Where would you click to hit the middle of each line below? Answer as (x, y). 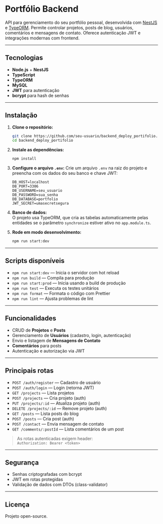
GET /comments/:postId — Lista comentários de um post (68, 429)
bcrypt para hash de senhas (41, 95)
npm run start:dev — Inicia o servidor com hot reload (66, 272)
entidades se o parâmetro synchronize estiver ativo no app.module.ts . (81, 223)
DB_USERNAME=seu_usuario (37, 191)
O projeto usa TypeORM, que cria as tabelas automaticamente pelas (80, 218)
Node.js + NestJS (30, 70)
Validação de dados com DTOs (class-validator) (60, 485)
